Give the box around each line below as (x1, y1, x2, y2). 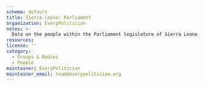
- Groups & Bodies (12, 54, 59, 60)
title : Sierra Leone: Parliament (6, 15, 92, 21)
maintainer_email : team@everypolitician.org (6, 71, 121, 77)
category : (6, 48, 32, 55)
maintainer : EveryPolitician (6, 65, 81, 71)
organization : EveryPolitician (6, 20, 86, 26)
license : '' (6, 43, 37, 49)
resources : (6, 37, 34, 43)
